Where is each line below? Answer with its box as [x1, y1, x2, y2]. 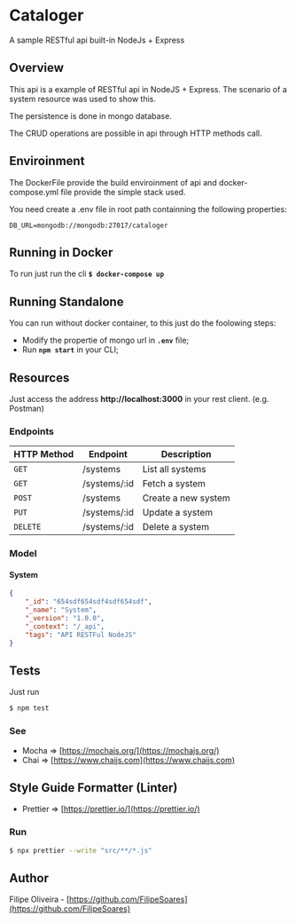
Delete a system [142, 521, 210, 533]
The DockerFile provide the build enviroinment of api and [9, 177, 217, 187]
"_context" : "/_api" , [25, 622, 105, 631]
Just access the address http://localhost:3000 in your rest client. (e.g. [9, 394, 269, 404]
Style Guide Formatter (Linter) [9, 780, 178, 795]
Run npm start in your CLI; [21, 344, 119, 355]
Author [9, 871, 49, 886]
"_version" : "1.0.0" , [25, 614, 105, 623]
